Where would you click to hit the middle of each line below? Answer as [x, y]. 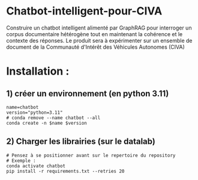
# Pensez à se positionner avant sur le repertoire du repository [91, 155]
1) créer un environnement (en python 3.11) [88, 94]
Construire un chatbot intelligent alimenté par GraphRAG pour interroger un [99, 28]
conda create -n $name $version [46, 123]
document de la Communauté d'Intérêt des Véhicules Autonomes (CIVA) [95, 47]
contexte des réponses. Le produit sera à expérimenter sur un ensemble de [99, 40]
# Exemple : [21, 161]
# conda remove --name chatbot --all [53, 118]
